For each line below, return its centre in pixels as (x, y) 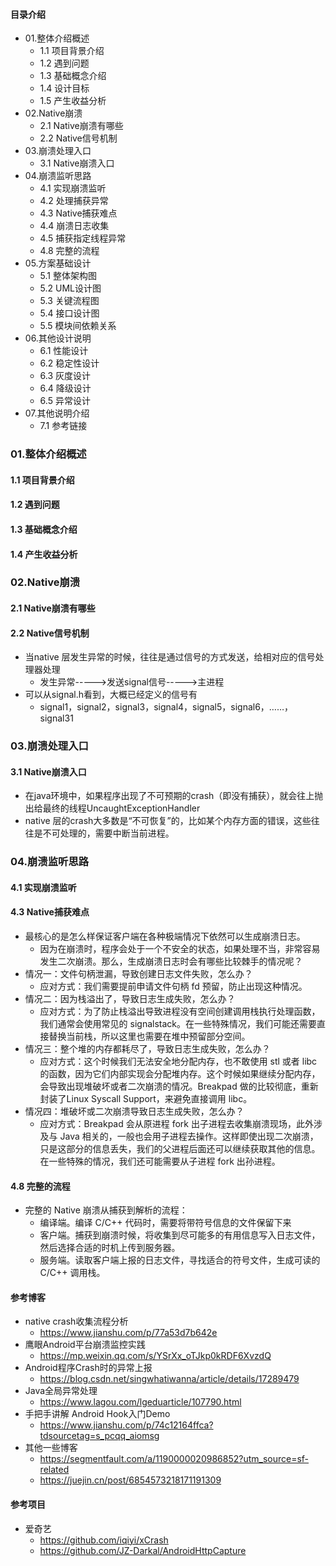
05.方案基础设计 (58, 263)
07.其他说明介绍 (57, 413)
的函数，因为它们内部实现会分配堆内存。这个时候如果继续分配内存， (180, 1074)
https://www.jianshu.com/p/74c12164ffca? (126, 1425)
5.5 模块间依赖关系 (78, 326)
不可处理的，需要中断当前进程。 (108, 833)
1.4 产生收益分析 (44, 554)
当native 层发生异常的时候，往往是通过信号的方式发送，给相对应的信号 (170, 657)
